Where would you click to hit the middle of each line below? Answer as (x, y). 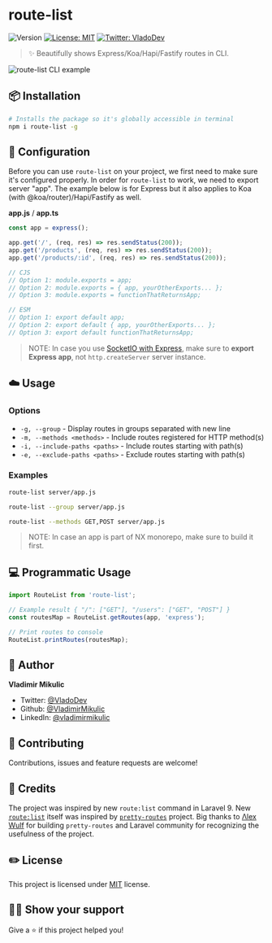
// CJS (19, 273)
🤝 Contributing (46, 743)
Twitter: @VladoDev (54, 701)
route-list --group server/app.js (67, 507)
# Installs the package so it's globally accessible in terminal (121, 119)
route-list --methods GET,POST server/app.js (86, 522)
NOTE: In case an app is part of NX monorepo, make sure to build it (141, 537)
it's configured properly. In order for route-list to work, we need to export (134, 180)
